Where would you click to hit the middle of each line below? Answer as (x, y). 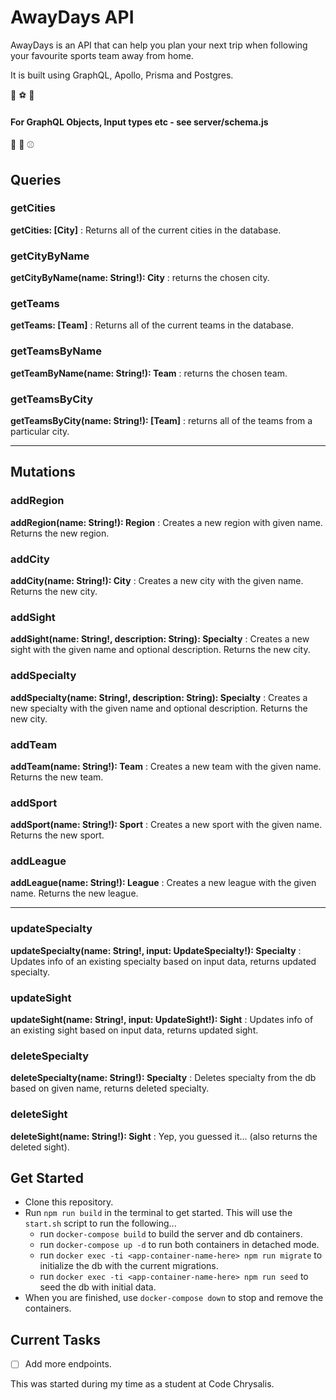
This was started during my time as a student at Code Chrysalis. (142, 1384)
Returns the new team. (57, 777)
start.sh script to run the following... (100, 1223)
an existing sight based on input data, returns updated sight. (134, 1030)
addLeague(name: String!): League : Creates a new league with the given (163, 883)
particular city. (40, 432)
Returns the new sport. (57, 835)
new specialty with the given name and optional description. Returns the (159, 708)
